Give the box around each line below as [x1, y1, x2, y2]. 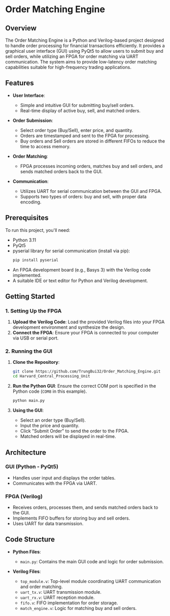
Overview [5, 24, 37, 32]
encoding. [20, 199, 42, 205]
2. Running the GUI [5, 348, 52, 355]
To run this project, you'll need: [5, 227, 71, 233]
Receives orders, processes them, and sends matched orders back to [12, 504, 158, 510]
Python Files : [12, 549, 42, 555]
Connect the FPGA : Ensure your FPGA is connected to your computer [12, 330, 159, 336]
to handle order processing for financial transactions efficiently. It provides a [5, 43, 165, 49]
